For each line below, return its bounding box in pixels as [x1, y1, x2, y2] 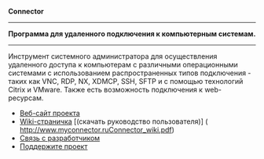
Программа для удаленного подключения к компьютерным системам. [8, 29, 256, 38]
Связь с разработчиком [19, 133, 101, 143]
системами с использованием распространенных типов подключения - [8, 68, 251, 78]
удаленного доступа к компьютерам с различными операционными [8, 60, 238, 69]
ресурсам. [8, 93, 44, 103]
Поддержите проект [19, 142, 88, 151]
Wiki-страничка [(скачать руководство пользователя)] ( [19, 117, 208, 126]
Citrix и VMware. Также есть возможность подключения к [8, 85, 203, 94]
